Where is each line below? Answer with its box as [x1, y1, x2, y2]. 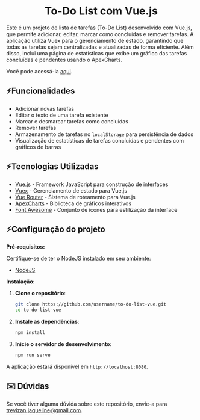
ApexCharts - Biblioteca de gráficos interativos [14, 200, 131, 207]
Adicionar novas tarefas [14, 105, 74, 112]
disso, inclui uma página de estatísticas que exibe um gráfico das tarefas [6, 49, 187, 57]
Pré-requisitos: [6, 243, 45, 250]
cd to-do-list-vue [14, 307, 61, 313]
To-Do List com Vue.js [44, 4, 158, 18]
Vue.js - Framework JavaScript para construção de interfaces [14, 181, 169, 188]
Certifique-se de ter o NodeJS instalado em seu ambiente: [6, 255, 151, 262]
